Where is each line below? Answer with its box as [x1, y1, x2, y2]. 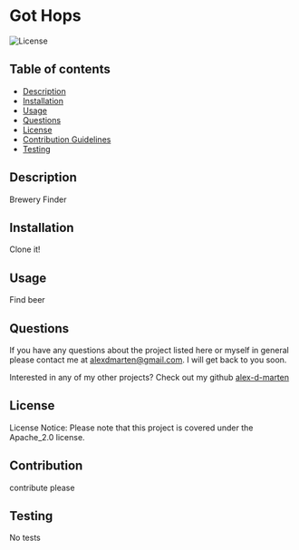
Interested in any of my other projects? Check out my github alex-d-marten [9, 372, 290, 382]
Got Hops [9, 5, 82, 26]
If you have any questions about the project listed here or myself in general [9, 345, 290, 355]
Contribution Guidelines [22, 133, 111, 145]
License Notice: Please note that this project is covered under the [9, 422, 254, 433]
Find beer [9, 294, 45, 305]
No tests [9, 532, 41, 544]
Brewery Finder [9, 194, 67, 205]
